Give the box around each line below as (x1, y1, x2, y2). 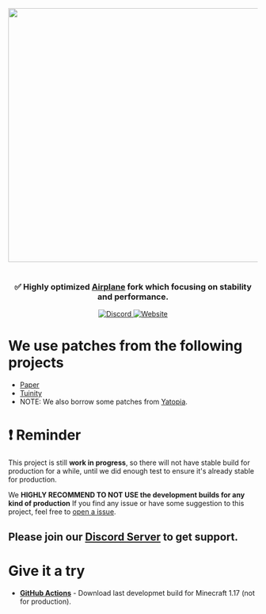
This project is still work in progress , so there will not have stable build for (8, 458, 251, 467)
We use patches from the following (8, 337, 243, 355)
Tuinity (19, 389, 42, 398)
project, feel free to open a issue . (8, 507, 116, 516)
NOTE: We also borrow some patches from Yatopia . (19, 397, 188, 407)
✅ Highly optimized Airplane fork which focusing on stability (14, 281, 252, 292)
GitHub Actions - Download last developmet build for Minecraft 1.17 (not (19, 588, 256, 597)
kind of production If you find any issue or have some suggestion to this (8, 499, 245, 508)
